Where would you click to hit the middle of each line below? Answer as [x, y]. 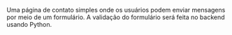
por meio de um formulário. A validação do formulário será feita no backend [116, 17]
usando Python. [29, 24]
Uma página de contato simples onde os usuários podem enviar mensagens [116, 10]
